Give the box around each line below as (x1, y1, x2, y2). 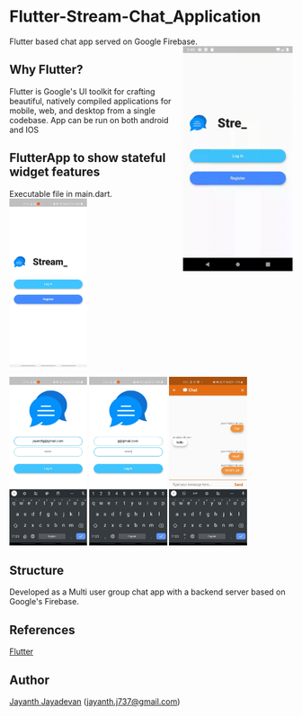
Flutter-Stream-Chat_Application (9, 6, 262, 27)
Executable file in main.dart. (9, 188, 112, 199)
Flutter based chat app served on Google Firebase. (9, 36, 198, 47)
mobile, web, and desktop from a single (9, 105, 155, 116)
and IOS (9, 124, 40, 135)
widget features (9, 165, 101, 180)
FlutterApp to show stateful (9, 150, 166, 166)
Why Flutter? (9, 62, 84, 77)
